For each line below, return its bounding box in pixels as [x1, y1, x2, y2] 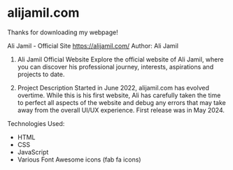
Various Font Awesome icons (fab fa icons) [17, 155, 141, 164]
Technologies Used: [7, 119, 65, 127]
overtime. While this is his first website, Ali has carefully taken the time [17, 91, 221, 99]
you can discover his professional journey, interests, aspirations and [17, 62, 214, 71]
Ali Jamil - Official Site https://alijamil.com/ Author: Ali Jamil [7, 41, 178, 50]
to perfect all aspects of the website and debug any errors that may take [17, 98, 226, 106]
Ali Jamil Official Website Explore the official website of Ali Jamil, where [17, 55, 224, 64]
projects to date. [17, 70, 65, 78]
